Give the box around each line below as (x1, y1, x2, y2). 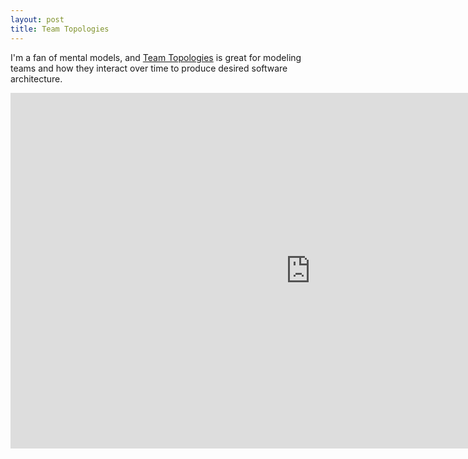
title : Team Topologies (10, 24, 110, 34)
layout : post (10, 14, 65, 25)
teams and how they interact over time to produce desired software (10, 62, 288, 74)
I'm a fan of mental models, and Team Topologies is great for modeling (10, 51, 302, 63)
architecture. (10, 72, 63, 85)
